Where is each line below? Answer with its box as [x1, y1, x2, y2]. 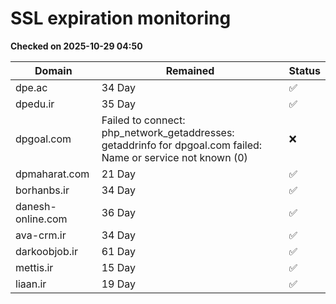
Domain [34, 63, 73, 77]
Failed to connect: [101, 113, 186, 127]
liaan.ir [15, 277, 47, 291]
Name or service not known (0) [101, 150, 248, 164]
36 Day [101, 205, 137, 219]
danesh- [15, 199, 57, 213]
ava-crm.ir [15, 228, 67, 242]
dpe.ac [15, 80, 48, 94]
